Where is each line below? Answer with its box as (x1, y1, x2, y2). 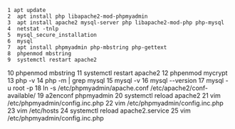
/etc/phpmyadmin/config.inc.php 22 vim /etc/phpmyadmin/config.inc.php (7, 99, 224, 107)
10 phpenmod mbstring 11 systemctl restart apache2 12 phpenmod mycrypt (7, 69, 228, 77)
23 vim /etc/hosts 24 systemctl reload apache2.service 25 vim (7, 106, 191, 115)
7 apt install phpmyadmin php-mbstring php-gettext (7, 44, 167, 51)
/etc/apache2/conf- (150, 84, 209, 92)
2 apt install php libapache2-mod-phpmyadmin (7, 13, 148, 20)
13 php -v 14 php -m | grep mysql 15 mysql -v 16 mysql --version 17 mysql (7, 77, 224, 84)
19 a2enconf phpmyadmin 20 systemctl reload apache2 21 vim (37, 91, 221, 99)
